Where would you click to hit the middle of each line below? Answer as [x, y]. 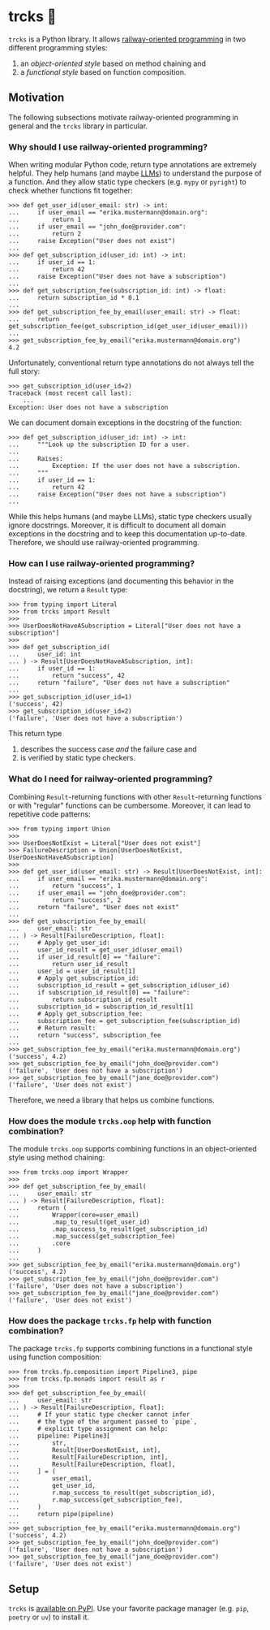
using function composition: [55, 1357]
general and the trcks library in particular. [78, 126]
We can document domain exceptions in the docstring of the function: [125, 423]
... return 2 [45, 234]
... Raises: [36, 459]
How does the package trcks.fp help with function [110, 1320]
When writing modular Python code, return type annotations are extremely [133, 165]
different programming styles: [58, 47]
